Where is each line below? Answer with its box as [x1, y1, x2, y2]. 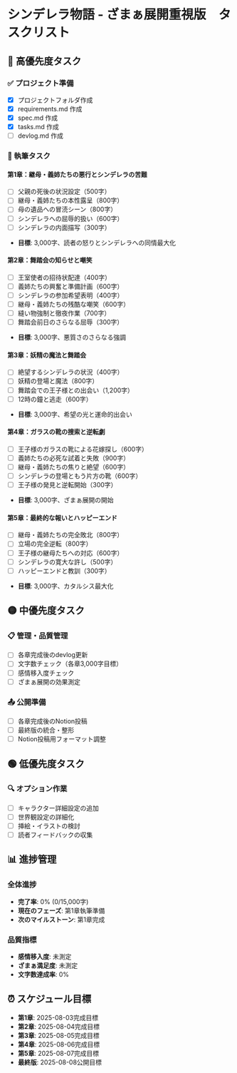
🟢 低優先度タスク [7, 758, 85, 770]
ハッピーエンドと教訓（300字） [17, 566, 112, 575]
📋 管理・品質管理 [7, 631, 68, 641]
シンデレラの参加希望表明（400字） [17, 290, 124, 300]
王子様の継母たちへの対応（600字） [17, 549, 124, 557]
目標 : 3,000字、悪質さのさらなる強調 [17, 333, 127, 342]
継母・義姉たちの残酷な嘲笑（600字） [17, 300, 130, 309]
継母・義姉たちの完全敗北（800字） [17, 531, 124, 539]
